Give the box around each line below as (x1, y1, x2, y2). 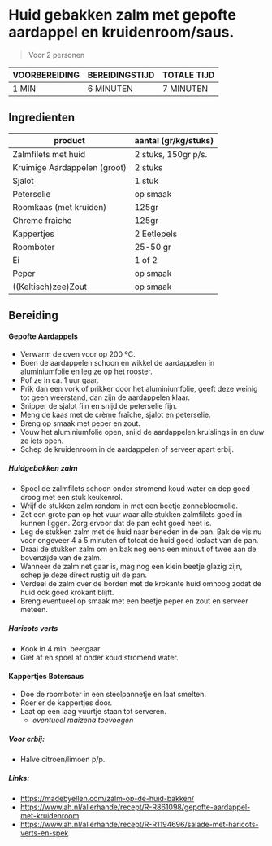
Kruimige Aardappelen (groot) (12, 161, 127, 173)
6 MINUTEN (87, 83, 134, 94)
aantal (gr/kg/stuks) (134, 134, 214, 146)
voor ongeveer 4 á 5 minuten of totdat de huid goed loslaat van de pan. (19, 536, 259, 546)
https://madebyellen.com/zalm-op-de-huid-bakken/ (19, 794, 195, 804)
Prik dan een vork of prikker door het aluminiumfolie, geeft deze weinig (19, 384, 258, 394)
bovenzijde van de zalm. (19, 553, 102, 563)
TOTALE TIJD (162, 69, 215, 81)
